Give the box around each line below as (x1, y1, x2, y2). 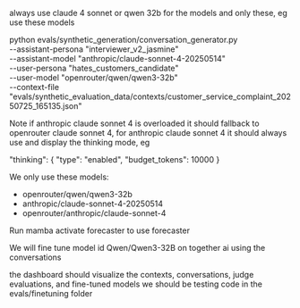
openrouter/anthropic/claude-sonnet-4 (21, 208, 167, 218)
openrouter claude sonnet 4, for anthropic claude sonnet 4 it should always (9, 128, 287, 137)
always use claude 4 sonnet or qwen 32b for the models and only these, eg (9, 8, 288, 18)
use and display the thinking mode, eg (9, 137, 150, 147)
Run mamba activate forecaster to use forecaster (9, 225, 191, 236)
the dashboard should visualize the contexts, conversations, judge (9, 270, 254, 279)
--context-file (9, 82, 60, 92)
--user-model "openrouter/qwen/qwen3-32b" (9, 72, 178, 83)
